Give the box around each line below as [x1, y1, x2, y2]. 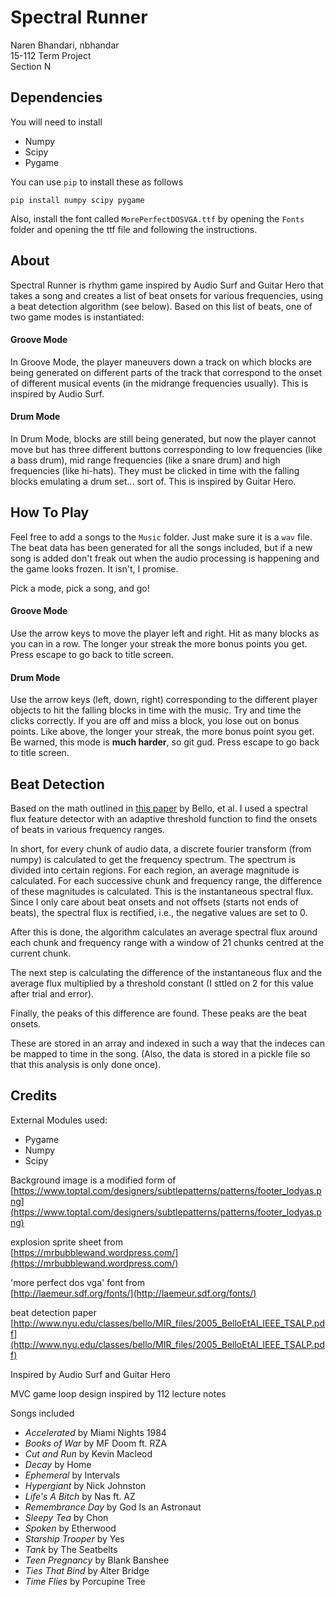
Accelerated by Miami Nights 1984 [24, 1426, 167, 1438]
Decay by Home [24, 1458, 92, 1470]
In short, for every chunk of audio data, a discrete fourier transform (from [10, 843, 312, 855]
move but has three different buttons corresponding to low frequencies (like [10, 443, 323, 455]
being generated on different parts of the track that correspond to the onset [10, 366, 323, 378]
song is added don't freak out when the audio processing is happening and [10, 552, 320, 564]
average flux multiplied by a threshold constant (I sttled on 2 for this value [10, 977, 315, 989]
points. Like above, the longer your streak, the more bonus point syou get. [10, 726, 315, 738]
